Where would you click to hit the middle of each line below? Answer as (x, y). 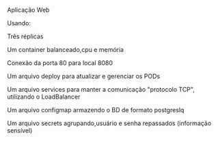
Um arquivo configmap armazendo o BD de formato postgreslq (96, 110)
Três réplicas (25, 36)
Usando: (19, 23)
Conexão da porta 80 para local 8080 (60, 63)
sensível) (20, 130)
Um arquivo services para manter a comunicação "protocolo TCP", (101, 89)
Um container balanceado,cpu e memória (66, 50)
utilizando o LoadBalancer (44, 97)
